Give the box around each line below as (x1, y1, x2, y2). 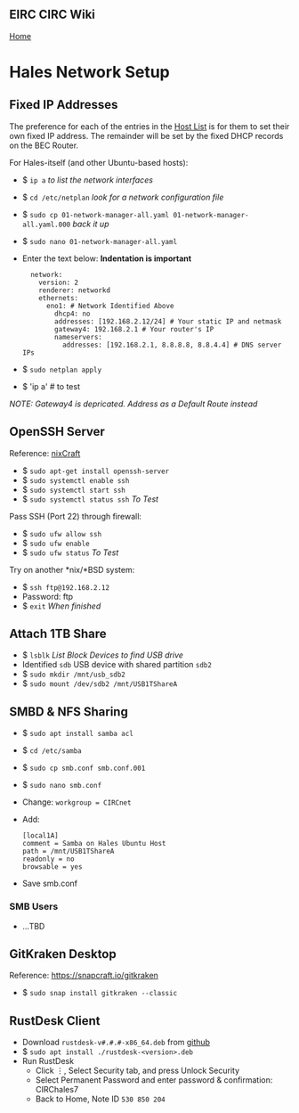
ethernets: (38, 293, 79, 302)
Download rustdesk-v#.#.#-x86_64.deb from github (21, 1037, 211, 1048)
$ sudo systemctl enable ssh (21, 474, 130, 485)
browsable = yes (21, 863, 83, 872)
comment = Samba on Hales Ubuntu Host (21, 839, 166, 848)
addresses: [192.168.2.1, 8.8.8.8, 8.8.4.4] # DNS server (61, 340, 282, 349)
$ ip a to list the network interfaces (21, 174, 154, 185)
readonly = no (21, 855, 75, 863)
